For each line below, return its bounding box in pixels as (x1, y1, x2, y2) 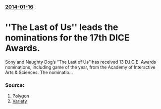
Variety (12, 98, 27, 104)
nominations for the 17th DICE (5, 32, 130, 43)
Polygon (12, 93, 30, 99)
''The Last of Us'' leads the (5, 22, 118, 33)
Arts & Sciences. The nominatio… (5, 69, 73, 75)
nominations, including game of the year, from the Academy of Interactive (5, 64, 156, 70)
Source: (5, 81, 25, 88)
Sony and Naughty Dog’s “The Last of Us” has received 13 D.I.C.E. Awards (5, 59, 156, 65)
